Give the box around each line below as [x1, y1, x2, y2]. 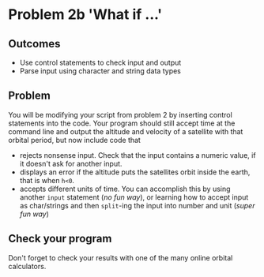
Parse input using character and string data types [19, 66, 182, 76]
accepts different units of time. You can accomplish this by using [19, 184, 231, 193]
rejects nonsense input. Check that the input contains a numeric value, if [19, 150, 256, 159]
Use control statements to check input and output [19, 58, 182, 67]
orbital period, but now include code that [8, 135, 141, 144]
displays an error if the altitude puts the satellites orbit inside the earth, [19, 167, 251, 177]
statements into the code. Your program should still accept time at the [8, 118, 236, 128]
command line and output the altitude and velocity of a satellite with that [8, 126, 243, 136]
